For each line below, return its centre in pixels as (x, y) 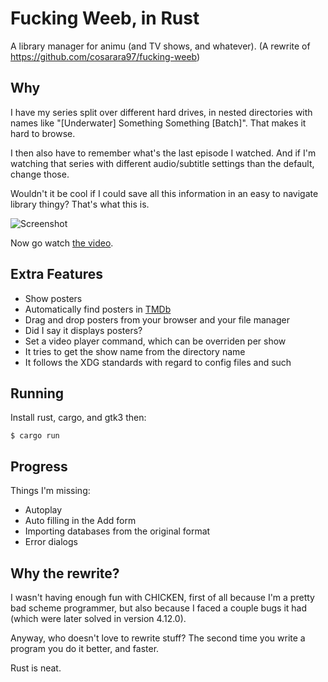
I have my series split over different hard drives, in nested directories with (161, 112)
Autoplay (43, 510)
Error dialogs (51, 542)
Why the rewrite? (65, 573)
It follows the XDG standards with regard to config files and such (158, 362)
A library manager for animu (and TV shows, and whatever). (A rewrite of (160, 46)
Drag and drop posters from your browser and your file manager (157, 319)
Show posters (53, 298)
